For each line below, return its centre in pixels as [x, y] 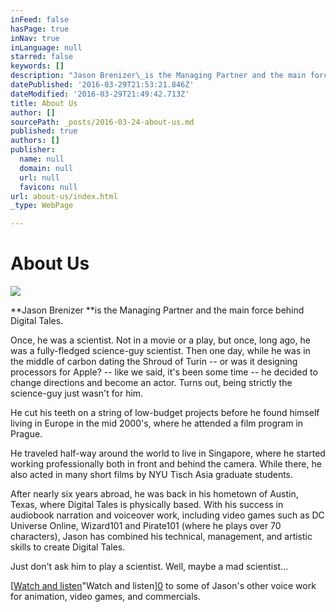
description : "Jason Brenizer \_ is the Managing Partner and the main [158, 76]
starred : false [42, 57]
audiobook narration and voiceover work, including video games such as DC [167, 515]
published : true [44, 131]
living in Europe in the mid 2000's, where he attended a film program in [157, 423]
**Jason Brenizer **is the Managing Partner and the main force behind [157, 310]
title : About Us [44, 103]
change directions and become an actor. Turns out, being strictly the [151, 383]
